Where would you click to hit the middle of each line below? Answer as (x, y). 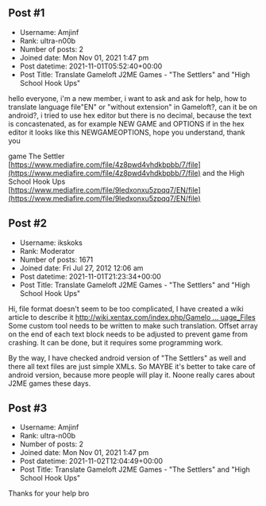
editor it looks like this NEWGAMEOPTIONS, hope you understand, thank (127, 132)
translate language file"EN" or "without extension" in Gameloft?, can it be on (133, 107)
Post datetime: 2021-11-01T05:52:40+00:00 (91, 66)
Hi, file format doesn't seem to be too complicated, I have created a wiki (126, 309)
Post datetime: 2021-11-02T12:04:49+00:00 (91, 461)
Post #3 (28, 409)
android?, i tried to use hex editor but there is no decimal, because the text (130, 115)
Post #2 (28, 223)
